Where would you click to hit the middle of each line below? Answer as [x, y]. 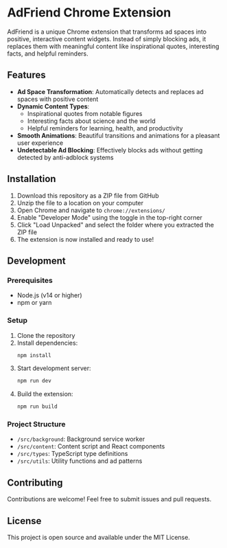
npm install [34, 355]
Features [26, 75]
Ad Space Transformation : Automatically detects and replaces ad [110, 91]
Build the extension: [45, 394]
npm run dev [34, 381]
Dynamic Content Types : [53, 106]
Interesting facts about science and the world [91, 121]
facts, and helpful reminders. [48, 54]
